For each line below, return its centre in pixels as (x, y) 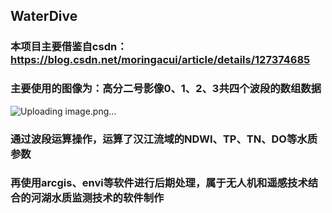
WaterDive (44, 16)
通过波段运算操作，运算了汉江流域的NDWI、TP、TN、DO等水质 (164, 139)
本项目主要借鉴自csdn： (69, 47)
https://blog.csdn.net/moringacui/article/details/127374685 (160, 60)
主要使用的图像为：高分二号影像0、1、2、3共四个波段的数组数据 (166, 89)
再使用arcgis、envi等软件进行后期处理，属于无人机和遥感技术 (159, 183)
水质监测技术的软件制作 (108, 198)
